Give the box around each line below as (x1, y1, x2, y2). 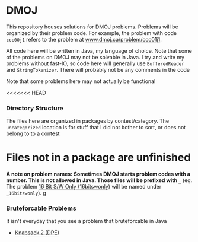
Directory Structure (6, 104, 63, 112)
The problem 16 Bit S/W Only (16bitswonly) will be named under (6, 183, 162, 190)
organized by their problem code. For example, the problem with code (6, 29, 177, 36)
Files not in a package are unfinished (6, 151, 191, 164)
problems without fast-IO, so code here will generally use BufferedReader (6, 60, 185, 67)
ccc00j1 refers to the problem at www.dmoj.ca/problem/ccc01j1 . (6, 36, 162, 43)
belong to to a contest (6, 130, 60, 137)
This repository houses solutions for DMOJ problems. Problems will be (6, 23, 179, 30)
